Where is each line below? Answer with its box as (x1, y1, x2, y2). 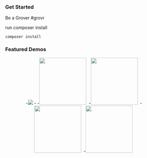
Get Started (5, 4, 34, 11)
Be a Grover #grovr (5, 15, 45, 21)
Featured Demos (5, 46, 46, 53)
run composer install (5, 25, 47, 31)
